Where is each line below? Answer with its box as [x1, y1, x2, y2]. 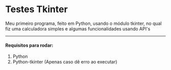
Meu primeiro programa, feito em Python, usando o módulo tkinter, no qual [5, 20, 162, 26]
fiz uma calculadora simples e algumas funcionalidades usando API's [5, 25, 151, 31]
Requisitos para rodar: [5, 42, 53, 48]
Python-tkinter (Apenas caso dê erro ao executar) [12, 59, 118, 65]
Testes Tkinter [5, 4, 68, 15]
